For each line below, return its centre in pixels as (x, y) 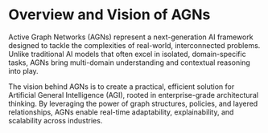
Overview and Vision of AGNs (109, 15)
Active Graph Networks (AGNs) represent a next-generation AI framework (131, 37)
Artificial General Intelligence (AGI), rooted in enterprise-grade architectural (134, 95)
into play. (23, 71)
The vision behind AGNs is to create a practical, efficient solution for (122, 87)
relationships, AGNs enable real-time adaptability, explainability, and (121, 112)
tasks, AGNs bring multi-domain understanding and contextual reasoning (130, 62)
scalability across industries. (56, 120)
